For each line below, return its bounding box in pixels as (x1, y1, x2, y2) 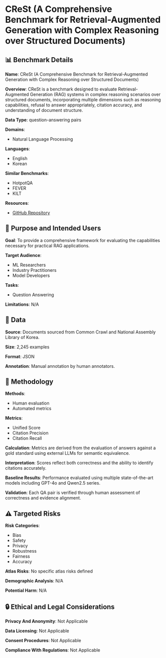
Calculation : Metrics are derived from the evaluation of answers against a (5, 445, 156, 451)
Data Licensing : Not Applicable (5, 628, 69, 634)
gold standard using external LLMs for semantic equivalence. (5, 450, 130, 456)
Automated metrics (12, 406, 52, 411)
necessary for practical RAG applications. (5, 243, 90, 248)
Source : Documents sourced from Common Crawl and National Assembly (5, 329, 156, 335)
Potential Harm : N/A (5, 587, 47, 593)
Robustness (12, 548, 37, 554)
